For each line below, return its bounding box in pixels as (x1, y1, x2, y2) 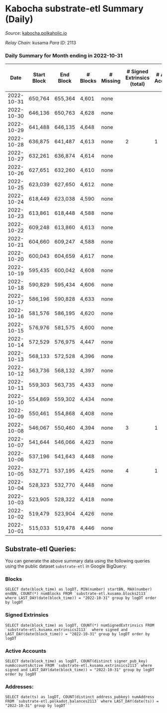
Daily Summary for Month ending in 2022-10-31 (5, 52, 123, 59)
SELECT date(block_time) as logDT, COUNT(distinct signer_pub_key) (5, 658, 148, 664)
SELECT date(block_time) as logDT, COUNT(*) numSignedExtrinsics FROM (5, 623, 155, 628)
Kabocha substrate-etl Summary (5, 3, 144, 14)
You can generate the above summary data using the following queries (5, 558, 150, 564)
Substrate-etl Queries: (5, 545, 77, 553)
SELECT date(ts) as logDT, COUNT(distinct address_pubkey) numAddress (5, 695, 155, 700)
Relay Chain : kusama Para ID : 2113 (5, 39, 76, 45)
